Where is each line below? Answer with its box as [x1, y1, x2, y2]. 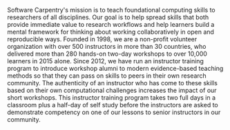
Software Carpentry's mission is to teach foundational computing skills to [7, 6, 215, 14]
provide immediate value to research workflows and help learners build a [7, 21, 215, 28]
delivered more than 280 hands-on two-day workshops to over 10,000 [7, 50, 207, 58]
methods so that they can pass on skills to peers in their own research [7, 72, 207, 80]
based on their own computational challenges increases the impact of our [7, 86, 217, 94]
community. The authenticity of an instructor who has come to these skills [7, 79, 218, 87]
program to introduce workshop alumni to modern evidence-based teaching [7, 65, 224, 72]
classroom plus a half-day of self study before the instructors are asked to [7, 101, 219, 109]
